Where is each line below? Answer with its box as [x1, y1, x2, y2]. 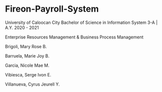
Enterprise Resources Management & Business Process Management [5, 34, 144, 40]
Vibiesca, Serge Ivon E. [5, 72, 51, 77]
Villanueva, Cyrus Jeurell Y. [5, 81, 60, 87]
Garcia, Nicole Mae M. [5, 62, 49, 68]
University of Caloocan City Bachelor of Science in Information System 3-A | [5, 19, 158, 25]
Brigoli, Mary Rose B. [5, 43, 47, 49]
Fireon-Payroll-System [5, 3, 99, 15]
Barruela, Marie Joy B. [5, 53, 49, 59]
